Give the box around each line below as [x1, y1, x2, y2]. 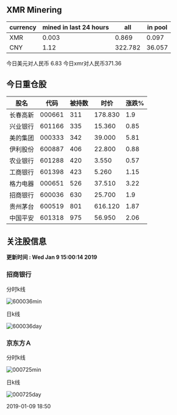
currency [9, 23, 37, 31]
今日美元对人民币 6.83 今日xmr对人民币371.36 [6, 59, 122, 67]
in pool [147, 23, 168, 31]
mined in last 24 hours [42, 23, 109, 31]
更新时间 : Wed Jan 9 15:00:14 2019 [6, 253, 98, 261]
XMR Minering [6, 5, 62, 15]
